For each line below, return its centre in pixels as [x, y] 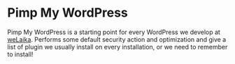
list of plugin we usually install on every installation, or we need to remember [117, 47]
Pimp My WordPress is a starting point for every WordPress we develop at [114, 32]
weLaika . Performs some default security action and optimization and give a [117, 39]
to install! [20, 54]
